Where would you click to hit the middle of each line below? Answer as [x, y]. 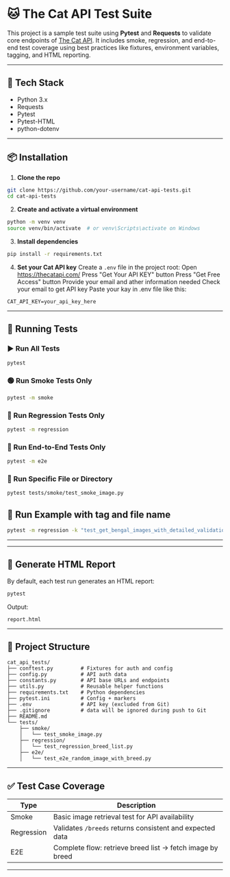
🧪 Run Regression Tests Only [56, 415]
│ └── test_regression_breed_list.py [76, 747]
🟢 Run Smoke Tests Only [50, 381]
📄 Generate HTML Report [61, 564]
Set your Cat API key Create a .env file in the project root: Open [107, 267]
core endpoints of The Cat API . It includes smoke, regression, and [100, 40]
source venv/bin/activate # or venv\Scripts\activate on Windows [104, 229]
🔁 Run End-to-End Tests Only [56, 447]
